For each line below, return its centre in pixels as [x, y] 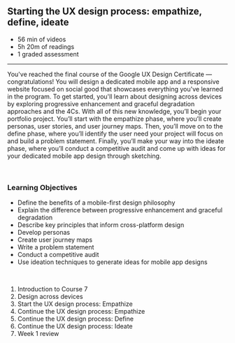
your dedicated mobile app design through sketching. [84, 156]
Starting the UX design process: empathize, [105, 12]
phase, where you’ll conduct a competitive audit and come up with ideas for [116, 148]
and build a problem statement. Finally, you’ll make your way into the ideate [116, 141]
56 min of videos [42, 39]
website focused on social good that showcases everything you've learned [115, 89]
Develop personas [44, 233]
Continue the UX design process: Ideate [75, 326]
